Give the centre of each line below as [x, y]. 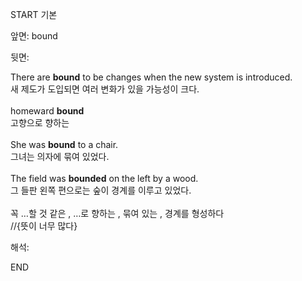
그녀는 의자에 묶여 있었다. [60, 156]
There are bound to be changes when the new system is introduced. [151, 77]
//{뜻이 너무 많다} [44, 226]
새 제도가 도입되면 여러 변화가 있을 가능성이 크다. [105, 89]
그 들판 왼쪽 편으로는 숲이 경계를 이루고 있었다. [101, 190]
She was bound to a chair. [64, 144]
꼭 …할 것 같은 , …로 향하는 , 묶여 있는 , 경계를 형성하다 [117, 213]
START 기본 [34, 14]
